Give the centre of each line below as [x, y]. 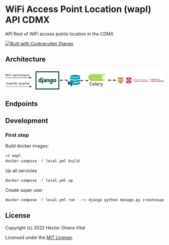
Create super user [24, 190]
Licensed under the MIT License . [39, 237]
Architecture [26, 59]
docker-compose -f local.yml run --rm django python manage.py [73, 200]
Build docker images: [27, 146]
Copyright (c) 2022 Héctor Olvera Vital [45, 227]
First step [17, 135]
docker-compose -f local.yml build [43, 161]
